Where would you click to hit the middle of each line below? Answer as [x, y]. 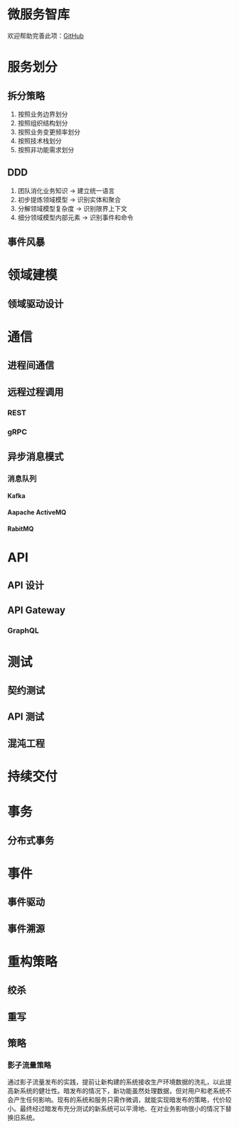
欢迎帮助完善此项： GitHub [46, 36]
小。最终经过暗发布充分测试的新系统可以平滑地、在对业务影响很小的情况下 [116, 1109]
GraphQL [23, 630]
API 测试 [26, 717]
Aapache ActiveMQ [37, 512]
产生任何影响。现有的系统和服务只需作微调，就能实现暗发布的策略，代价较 [122, 1100]
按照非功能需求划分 [46, 150]
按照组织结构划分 [43, 123]
